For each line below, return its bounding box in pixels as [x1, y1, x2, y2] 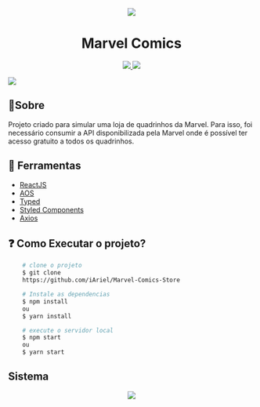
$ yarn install [22, 312, 72, 320]
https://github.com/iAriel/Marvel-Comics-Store [22, 276, 180, 285]
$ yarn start [22, 348, 65, 356]
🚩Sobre [8, 99, 45, 112]
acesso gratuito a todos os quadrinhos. [8, 136, 135, 146]
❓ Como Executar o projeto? [8, 237, 146, 250]
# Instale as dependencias [22, 290, 110, 298]
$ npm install [22, 297, 68, 305]
